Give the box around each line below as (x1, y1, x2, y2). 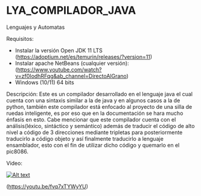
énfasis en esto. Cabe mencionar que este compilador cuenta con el (6, 115, 176, 123)
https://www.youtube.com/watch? (17, 66, 102, 73)
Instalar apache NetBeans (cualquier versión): (14, 60, 129, 67)
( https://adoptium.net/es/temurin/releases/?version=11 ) (14, 53, 153, 60)
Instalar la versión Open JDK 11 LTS (14, 46, 103, 54)
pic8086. (6, 148, 29, 155)
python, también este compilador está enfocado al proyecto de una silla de (6, 103, 193, 110)
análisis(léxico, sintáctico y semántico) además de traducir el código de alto (6, 122, 195, 129)
